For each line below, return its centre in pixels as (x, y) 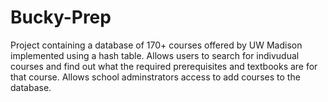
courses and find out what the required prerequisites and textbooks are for (164, 66)
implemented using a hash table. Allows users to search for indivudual (155, 55)
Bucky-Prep (61, 17)
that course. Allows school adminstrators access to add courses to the (155, 77)
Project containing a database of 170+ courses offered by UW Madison (156, 45)
